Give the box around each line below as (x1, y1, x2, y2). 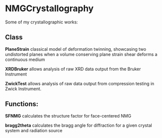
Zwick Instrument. (5, 86, 42, 92)
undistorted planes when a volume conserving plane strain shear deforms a (5, 51, 158, 57)
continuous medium (5, 57, 46, 62)
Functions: (5, 100, 39, 108)
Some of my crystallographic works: (5, 19, 78, 25)
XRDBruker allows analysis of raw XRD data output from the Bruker (5, 66, 141, 72)
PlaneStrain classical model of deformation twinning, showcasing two (5, 46, 146, 52)
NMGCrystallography (5, 3, 94, 14)
